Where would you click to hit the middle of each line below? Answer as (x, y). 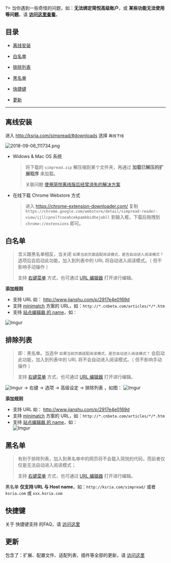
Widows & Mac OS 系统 (37, 156)
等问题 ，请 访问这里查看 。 (33, 14)
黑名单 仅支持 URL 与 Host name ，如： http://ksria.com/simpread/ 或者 (81, 487)
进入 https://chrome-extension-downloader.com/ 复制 (82, 206)
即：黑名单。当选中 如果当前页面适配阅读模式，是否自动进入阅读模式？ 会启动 (91, 353)
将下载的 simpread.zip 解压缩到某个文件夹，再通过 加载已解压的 (92, 167)
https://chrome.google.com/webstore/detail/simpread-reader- (91, 211)
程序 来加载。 (44, 173)
